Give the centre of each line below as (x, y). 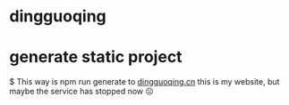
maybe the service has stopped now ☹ (81, 92)
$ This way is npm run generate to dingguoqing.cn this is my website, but (144, 82)
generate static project (96, 57)
